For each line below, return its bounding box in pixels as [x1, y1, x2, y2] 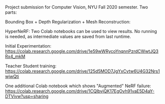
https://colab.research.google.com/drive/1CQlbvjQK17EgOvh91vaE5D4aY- [5, 88, 155, 94]
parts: [5, 9, 17, 15]
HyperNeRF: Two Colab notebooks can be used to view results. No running [5, 28, 157, 34]
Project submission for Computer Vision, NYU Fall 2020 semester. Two [5, 4, 148, 10]
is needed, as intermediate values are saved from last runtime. [5, 34, 131, 39]
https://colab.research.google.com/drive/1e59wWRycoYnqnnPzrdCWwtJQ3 [5, 49, 159, 54]
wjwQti [5, 74, 19, 79]
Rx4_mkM [5, 53, 26, 59]
